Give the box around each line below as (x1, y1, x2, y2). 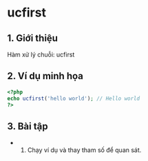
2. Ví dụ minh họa (7, 70, 84, 82)
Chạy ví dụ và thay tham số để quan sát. (27, 146, 142, 154)
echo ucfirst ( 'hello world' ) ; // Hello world (7, 95, 140, 102)
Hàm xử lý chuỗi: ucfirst (7, 50, 75, 58)
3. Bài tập (7, 120, 48, 132)
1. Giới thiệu (7, 32, 59, 44)
